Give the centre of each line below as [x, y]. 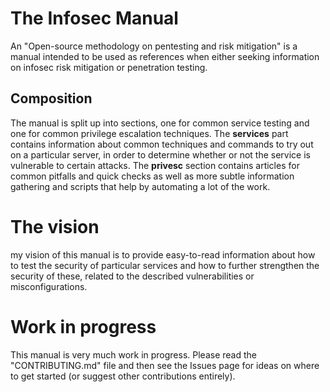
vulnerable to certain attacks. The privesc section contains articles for [155, 165]
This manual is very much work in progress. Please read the [133, 354]
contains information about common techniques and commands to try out [162, 144]
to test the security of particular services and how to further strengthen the [165, 265]
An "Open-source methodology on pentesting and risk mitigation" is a [154, 46]
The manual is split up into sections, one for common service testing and [160, 123]
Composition [51, 98]
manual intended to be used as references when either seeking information [165, 56]
